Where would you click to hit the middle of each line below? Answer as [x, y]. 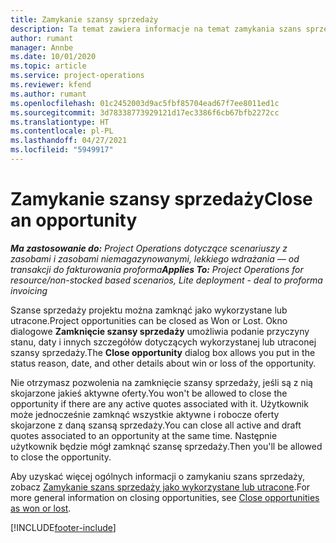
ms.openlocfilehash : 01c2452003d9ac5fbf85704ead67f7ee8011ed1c [145, 103]
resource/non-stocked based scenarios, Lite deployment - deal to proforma [166, 280]
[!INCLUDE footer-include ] [63, 527]
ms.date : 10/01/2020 [53, 57]
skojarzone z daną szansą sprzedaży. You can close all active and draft [156, 425]
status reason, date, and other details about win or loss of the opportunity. [163, 363]
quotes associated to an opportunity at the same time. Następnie [144, 435]
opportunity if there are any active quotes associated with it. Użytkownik [159, 403]
